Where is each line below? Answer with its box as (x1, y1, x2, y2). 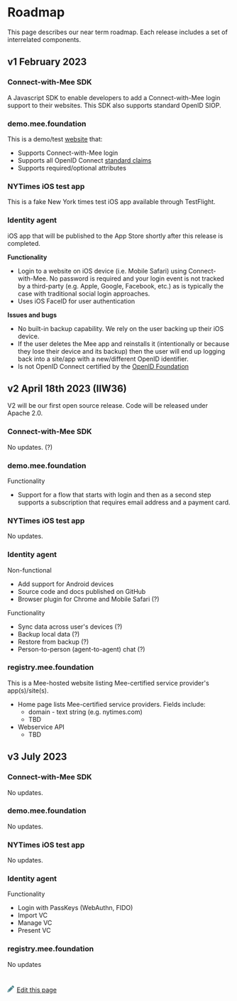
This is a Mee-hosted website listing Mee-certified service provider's (7, 678, 209, 687)
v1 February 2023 (7, 56, 87, 68)
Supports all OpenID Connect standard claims (17, 156, 152, 164)
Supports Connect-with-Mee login (17, 148, 118, 157)
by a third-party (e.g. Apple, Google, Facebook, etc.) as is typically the (17, 281, 224, 290)
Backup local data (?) (17, 629, 80, 638)
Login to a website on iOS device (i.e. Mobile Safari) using (17, 266, 187, 275)
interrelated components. (7, 35, 82, 43)
